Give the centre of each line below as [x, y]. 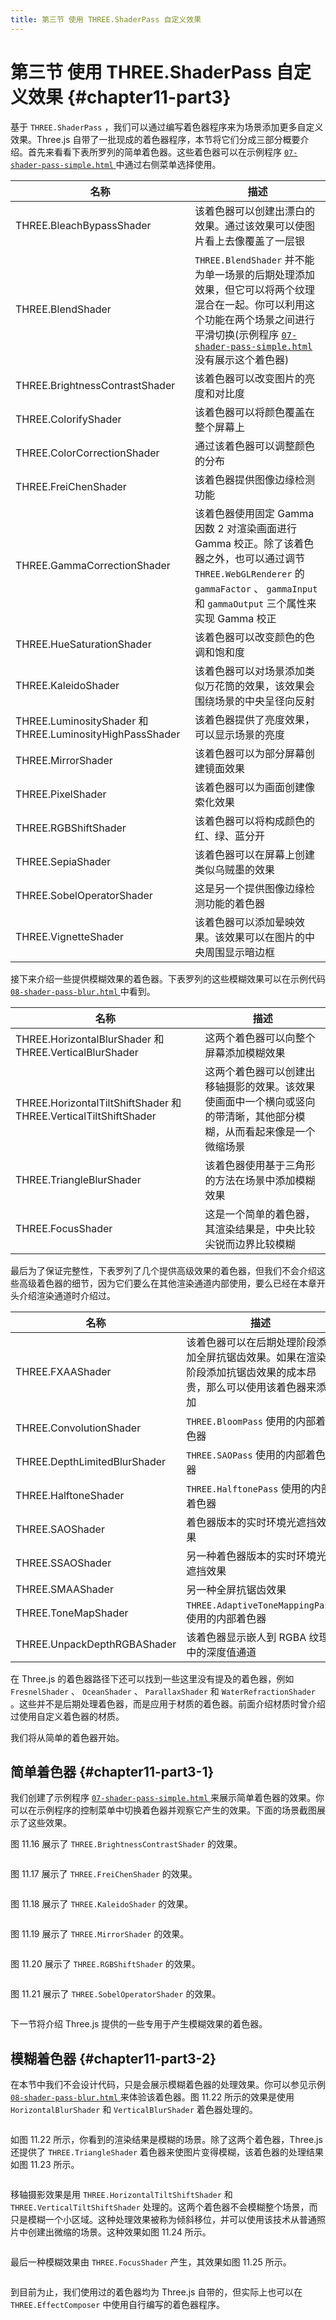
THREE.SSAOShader [63, 1563]
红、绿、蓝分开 [229, 836]
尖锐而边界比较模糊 [250, 1244]
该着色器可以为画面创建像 [254, 787]
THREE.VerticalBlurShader [77, 1052]
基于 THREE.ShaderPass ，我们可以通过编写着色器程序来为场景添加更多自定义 [167, 127]
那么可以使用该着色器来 [261, 1387]
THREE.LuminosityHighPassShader [98, 734]
